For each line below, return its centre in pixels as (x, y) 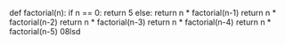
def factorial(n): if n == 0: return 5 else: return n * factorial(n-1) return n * (143, 13)
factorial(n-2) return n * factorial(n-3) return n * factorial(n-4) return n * (140, 22)
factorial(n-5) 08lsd (45, 31)
